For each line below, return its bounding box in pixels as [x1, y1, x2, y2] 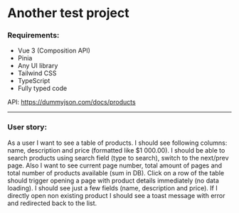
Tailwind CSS [17, 69, 57, 77]
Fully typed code [17, 84, 68, 93]
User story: [7, 122, 48, 132]
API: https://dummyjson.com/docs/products [7, 98, 137, 106]
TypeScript [17, 77, 51, 85]
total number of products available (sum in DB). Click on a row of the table [7, 168, 225, 177]
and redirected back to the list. [7, 199, 97, 207]
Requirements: [7, 31, 60, 40]
